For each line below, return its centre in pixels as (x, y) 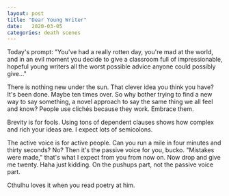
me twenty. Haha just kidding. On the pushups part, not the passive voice (110, 164)
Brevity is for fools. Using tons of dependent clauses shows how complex (110, 122)
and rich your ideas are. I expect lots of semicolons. (80, 130)
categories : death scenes (44, 33)
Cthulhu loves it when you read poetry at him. (71, 185)
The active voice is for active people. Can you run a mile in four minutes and (114, 143)
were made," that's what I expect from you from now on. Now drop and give (114, 158)
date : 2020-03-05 (35, 26)
